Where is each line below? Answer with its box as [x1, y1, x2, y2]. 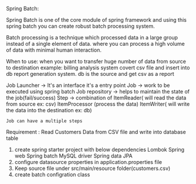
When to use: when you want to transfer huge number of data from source [6, 58, 187, 65]
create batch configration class [14, 171, 90, 178]
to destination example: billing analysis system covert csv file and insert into [6, 64, 190, 71]
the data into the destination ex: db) [6, 107, 92, 113]
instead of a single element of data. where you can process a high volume [6, 41, 185, 47]
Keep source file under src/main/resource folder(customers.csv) [14, 165, 171, 172]
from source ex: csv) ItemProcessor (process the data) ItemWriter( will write [6, 101, 190, 108]
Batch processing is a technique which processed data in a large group [6, 34, 178, 41]
